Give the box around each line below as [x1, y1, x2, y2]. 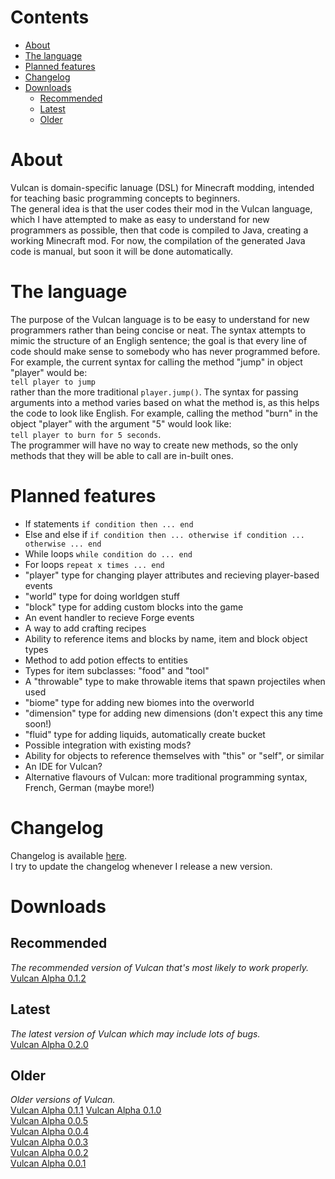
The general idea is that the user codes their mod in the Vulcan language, [10, 202, 313, 215]
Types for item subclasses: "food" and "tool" [24, 664, 210, 676]
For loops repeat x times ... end [24, 558, 165, 570]
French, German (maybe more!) [24, 781, 155, 793]
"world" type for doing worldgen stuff [24, 590, 180, 602]
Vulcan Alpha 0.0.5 [10, 1115, 89, 1127]
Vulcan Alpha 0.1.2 [10, 972, 87, 984]
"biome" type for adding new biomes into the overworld [24, 696, 255, 708]
